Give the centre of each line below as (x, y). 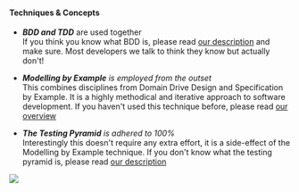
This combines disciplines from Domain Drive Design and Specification (153, 88)
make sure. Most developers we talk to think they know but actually (146, 51)
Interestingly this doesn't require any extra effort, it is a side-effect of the (156, 143)
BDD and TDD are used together (82, 32)
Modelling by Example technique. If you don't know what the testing (147, 153)
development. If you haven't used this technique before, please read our (155, 106)
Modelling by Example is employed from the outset (117, 78)
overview (39, 116)
